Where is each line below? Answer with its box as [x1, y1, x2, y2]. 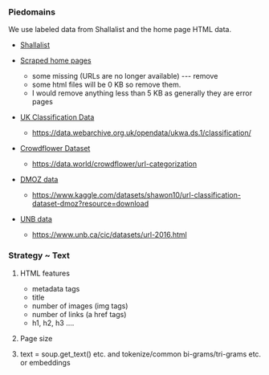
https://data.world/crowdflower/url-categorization [31, 159, 198, 169]
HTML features [19, 268, 71, 278]
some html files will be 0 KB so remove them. [31, 79, 181, 90]
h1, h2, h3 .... [31, 318, 75, 328]
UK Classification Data [19, 112, 95, 122]
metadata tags [31, 283, 80, 293]
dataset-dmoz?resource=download [31, 199, 149, 209]
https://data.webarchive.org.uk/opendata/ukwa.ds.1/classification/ [31, 128, 251, 138]
